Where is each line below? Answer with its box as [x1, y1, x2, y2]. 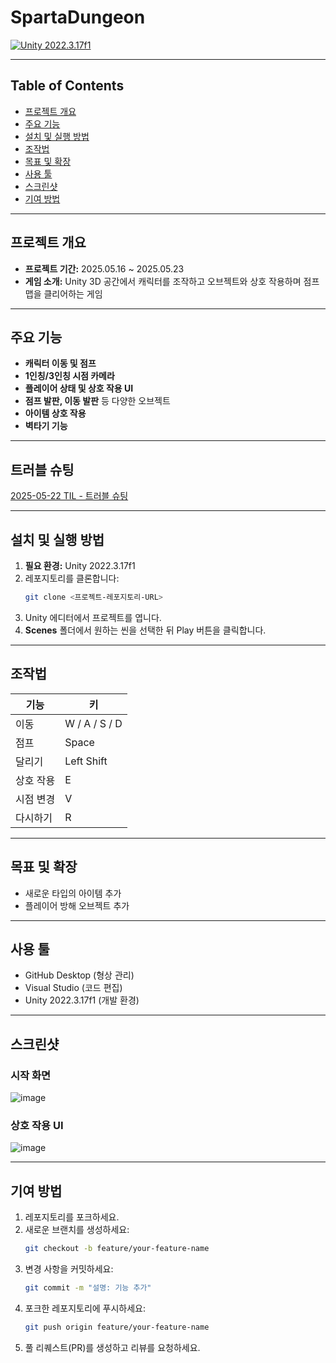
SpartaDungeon [10, 6, 146, 29]
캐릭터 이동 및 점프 [24, 357, 97, 370]
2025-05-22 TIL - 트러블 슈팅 [10, 490, 129, 502]
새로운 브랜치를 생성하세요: [24, 1224, 130, 1236]
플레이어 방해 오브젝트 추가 [24, 899, 130, 911]
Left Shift [64, 754, 108, 768]
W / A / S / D [64, 716, 123, 730]
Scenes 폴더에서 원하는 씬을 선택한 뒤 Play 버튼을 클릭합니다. [24, 624, 267, 636]
